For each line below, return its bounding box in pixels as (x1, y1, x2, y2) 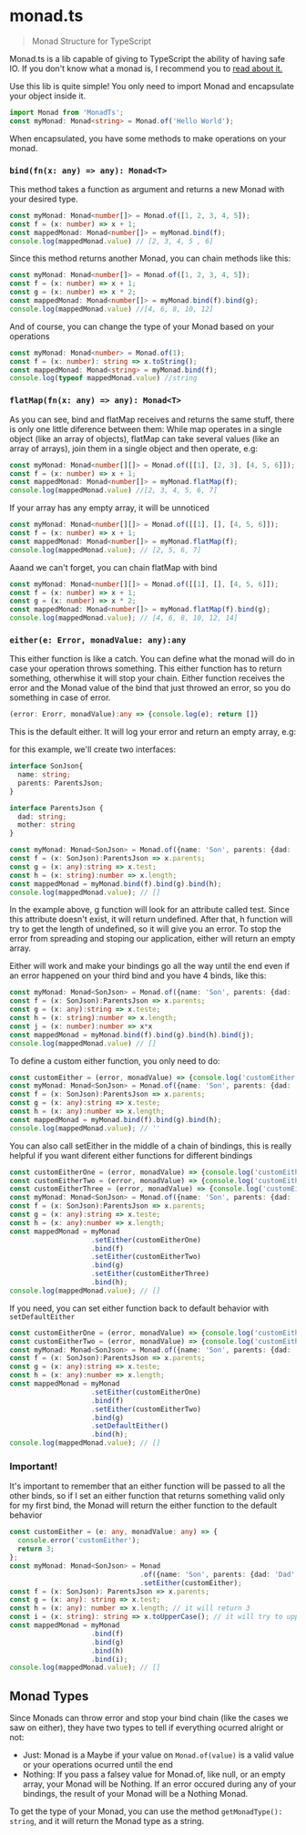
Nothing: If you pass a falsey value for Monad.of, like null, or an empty (22, 1769, 286, 1780)
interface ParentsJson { (9, 803, 104, 812)
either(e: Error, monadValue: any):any (9, 634, 187, 645)
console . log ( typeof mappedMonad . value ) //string (9, 374, 198, 383)
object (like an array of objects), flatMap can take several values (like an (9, 433, 280, 444)
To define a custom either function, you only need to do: (9, 1055, 220, 1067)
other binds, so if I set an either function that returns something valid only (9, 1490, 285, 1501)
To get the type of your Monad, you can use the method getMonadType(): (9, 1806, 283, 1817)
